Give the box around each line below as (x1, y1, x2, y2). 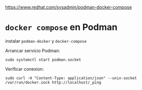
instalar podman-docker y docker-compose (5, 38, 87, 44)
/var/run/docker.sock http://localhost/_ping (5, 80, 101, 85)
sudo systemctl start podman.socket (5, 57, 81, 62)
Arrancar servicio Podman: (5, 47, 61, 54)
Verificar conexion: (5, 66, 44, 72)
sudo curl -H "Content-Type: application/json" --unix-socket (5, 76, 137, 81)
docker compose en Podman (5, 22, 118, 33)
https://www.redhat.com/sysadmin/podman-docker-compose (5, 4, 132, 10)
